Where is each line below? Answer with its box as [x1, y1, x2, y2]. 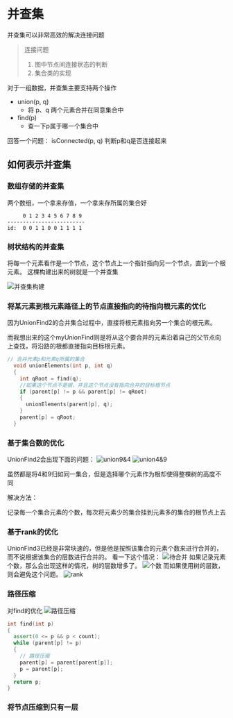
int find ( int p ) [7, 620, 54, 627]
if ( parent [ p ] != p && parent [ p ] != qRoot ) [19, 388, 148, 395]
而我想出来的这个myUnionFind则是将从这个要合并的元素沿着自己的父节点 [7, 333, 216, 342]
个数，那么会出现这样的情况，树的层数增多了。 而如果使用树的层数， [7, 562, 224, 570]
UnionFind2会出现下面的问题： [7, 456, 95, 464]
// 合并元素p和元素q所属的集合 [7, 356, 85, 363]
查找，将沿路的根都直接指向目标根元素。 [12, 342, 129, 351]
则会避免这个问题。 [7, 570, 62, 578]
